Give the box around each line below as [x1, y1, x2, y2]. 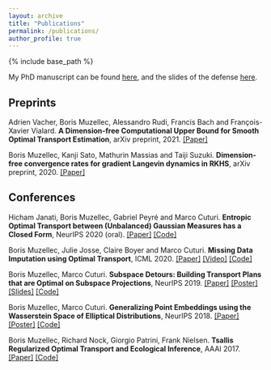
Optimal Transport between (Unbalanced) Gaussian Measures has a [8, 220, 242, 231]
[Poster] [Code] [8, 319, 61, 329]
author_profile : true [8, 34, 82, 43]
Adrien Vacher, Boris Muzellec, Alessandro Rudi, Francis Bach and [8, 117, 229, 127]
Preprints [8, 96, 57, 109]
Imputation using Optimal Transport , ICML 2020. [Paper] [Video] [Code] [8, 253, 252, 263]
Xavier [8, 126, 30, 136]
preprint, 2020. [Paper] [8, 168, 86, 177]
